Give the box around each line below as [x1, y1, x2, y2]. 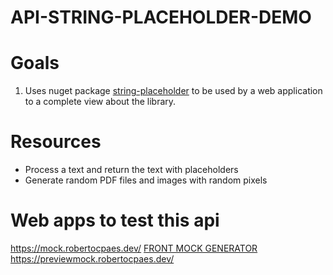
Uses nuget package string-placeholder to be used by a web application [24, 85, 323, 97]
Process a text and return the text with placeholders [24, 164, 239, 176]
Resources [10, 131, 102, 153]
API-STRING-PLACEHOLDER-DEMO [10, 6, 312, 29]
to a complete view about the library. [24, 96, 177, 108]
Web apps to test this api [10, 209, 220, 232]
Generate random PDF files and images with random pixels [24, 174, 268, 186]
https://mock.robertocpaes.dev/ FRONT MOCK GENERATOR [10, 242, 258, 254]
